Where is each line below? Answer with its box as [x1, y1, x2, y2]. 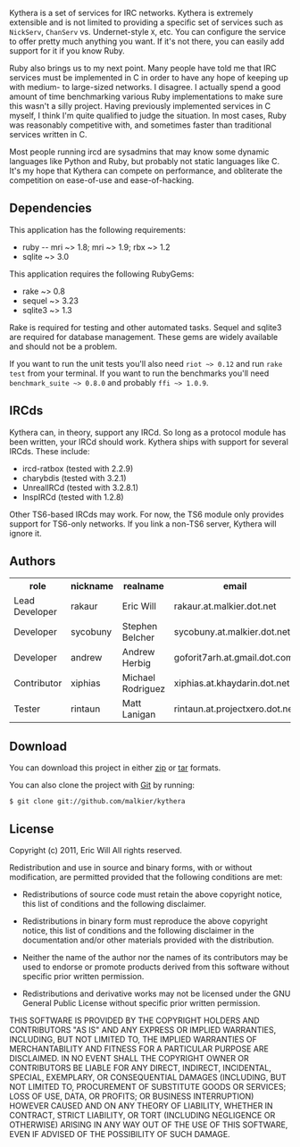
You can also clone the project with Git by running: [9, 780, 195, 791]
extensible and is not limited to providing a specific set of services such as [9, 17, 284, 28]
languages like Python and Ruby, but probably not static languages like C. [9, 156, 280, 166]
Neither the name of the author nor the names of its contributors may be [21, 952, 288, 963]
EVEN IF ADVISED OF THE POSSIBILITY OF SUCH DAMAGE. [9, 1129, 230, 1140]
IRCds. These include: [9, 445, 90, 456]
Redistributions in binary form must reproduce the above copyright [21, 916, 268, 927]
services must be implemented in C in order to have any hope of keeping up [9, 72, 288, 83]
